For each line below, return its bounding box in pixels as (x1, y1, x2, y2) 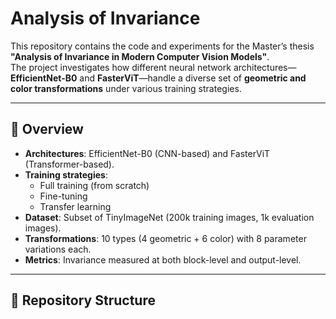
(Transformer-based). (24, 158, 115, 170)
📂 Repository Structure (10, 292, 156, 309)
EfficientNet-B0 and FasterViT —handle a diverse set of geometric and (10, 72, 307, 84)
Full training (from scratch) (39, 179, 150, 191)
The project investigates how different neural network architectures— (10, 61, 297, 73)
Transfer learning (39, 200, 112, 212)
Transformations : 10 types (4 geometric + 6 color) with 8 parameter (24, 232, 307, 244)
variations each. (24, 243, 92, 255)
